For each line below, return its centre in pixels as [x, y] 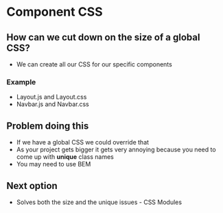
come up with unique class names [65, 157]
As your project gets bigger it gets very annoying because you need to [116, 150]
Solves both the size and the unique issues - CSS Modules [99, 202]
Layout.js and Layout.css [51, 97]
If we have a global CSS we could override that [82, 142]
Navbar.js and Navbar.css [53, 104]
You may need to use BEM [54, 164]
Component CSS [55, 12]
